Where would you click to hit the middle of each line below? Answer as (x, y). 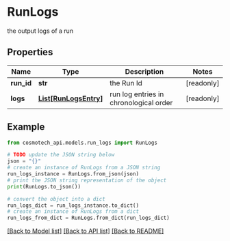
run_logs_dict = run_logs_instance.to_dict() (73, 205)
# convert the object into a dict (56, 199)
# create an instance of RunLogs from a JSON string (84, 168)
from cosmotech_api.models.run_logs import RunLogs (82, 143)
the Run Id (126, 83)
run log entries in (137, 94)
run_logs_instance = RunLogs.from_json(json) (73, 174)
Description (144, 71)
